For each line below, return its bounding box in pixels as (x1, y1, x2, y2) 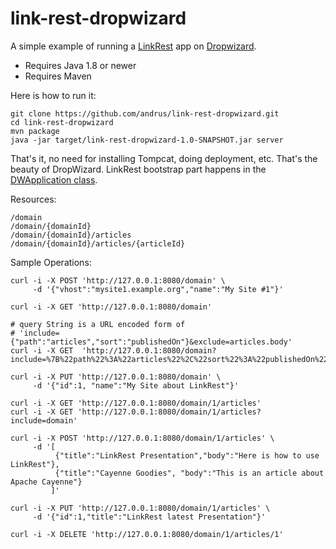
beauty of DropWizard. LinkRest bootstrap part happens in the (10, 163, 267, 175)
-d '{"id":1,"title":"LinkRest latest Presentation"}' (32, 512, 267, 522)
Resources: (10, 193, 57, 205)
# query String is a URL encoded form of (10, 319, 186, 329)
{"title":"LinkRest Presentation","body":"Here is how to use (54, 450, 320, 461)
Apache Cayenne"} (10, 477, 83, 487)
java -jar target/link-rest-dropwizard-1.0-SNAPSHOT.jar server (10, 135, 284, 145)
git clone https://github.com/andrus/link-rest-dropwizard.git (10, 108, 280, 119)
